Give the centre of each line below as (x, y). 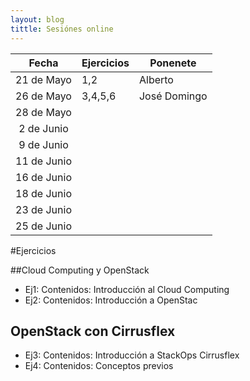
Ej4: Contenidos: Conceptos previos (99, 366)
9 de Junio (43, 144)
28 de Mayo (43, 112)
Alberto (156, 79)
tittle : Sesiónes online (62, 29)
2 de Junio (43, 128)
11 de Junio (43, 161)
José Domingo (173, 96)
